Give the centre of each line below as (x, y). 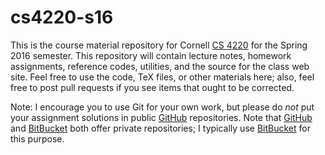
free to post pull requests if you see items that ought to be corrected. (152, 87)
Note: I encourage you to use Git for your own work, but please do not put (162, 107)
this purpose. (37, 138)
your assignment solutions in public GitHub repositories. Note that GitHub (161, 117)
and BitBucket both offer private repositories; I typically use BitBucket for (160, 128)
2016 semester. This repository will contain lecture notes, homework (151, 55)
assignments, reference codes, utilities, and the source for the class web (160, 66)
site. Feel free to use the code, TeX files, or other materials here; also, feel (162, 77)
